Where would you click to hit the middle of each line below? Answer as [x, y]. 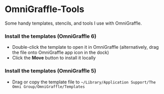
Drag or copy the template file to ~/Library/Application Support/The [84, 82]
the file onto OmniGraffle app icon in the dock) [60, 53]
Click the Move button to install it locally [54, 58]
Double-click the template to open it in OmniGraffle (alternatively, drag [85, 47]
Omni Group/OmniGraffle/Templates [48, 86]
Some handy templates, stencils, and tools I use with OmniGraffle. [73, 23]
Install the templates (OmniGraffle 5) [51, 71]
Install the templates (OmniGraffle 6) [51, 36]
